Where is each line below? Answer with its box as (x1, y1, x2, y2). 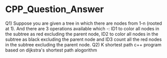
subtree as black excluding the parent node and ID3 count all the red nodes (5, 36, 162, 42)
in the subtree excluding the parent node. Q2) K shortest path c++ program (5, 41, 161, 47)
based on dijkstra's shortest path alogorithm (5, 47, 97, 53)
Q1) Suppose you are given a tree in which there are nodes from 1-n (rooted (5, 20, 162, 26)
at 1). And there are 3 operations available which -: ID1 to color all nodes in (5, 25, 159, 31)
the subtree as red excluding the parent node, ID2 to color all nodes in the (5, 31, 158, 37)
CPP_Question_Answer (5, 4, 104, 15)
